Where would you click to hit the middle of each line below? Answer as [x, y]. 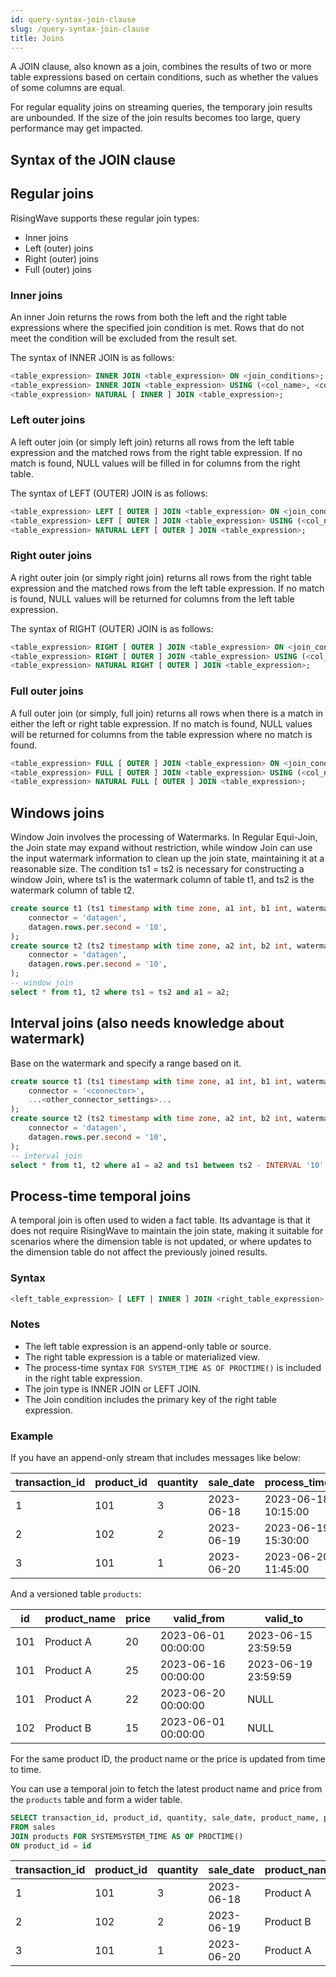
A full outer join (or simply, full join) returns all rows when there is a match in [167, 713]
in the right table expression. [83, 1378]
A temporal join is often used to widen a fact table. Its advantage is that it [160, 1220]
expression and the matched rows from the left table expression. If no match [167, 588]
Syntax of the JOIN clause [93, 159]
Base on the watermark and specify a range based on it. [126, 1063]
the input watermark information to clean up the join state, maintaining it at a [167, 858]
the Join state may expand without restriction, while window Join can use [161, 848]
